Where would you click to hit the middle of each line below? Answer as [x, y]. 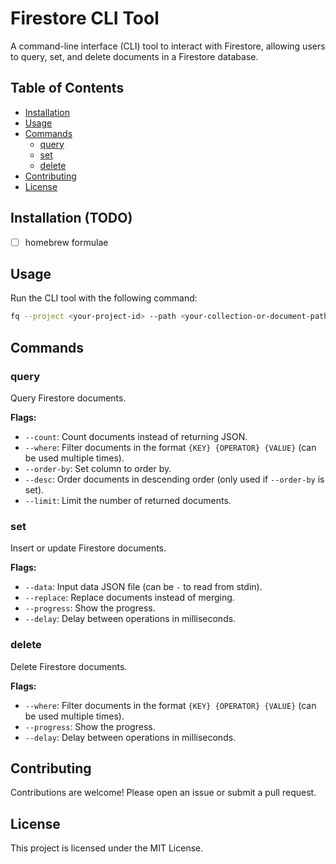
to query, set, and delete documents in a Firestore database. [134, 56]
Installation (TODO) [71, 218]
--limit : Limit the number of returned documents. [128, 500]
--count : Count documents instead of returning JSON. [136, 436]
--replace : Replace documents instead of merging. [129, 598]
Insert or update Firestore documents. [88, 548]
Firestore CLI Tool [85, 18]
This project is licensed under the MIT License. [107, 848]
